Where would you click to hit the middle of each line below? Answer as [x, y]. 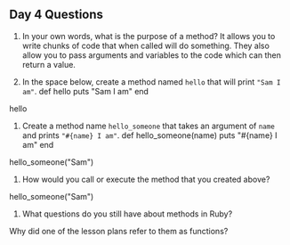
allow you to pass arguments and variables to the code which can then [152, 55]
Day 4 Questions [56, 15]
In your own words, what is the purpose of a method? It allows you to [149, 36]
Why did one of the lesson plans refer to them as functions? [119, 231]
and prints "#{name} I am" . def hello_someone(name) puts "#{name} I [149, 135]
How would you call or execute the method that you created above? [146, 179]
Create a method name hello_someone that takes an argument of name [149, 126]
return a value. [48, 64]
